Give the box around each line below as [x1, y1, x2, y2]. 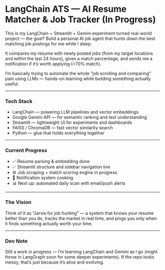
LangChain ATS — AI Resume [5, 3, 127, 15]
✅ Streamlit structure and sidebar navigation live [12, 164, 110, 170]
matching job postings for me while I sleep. [5, 40, 92, 46]
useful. [5, 80, 19, 87]
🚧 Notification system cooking [12, 174, 74, 181]
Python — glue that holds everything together [12, 130, 105, 136]
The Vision [5, 199, 32, 206]
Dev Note [5, 237, 28, 244]
